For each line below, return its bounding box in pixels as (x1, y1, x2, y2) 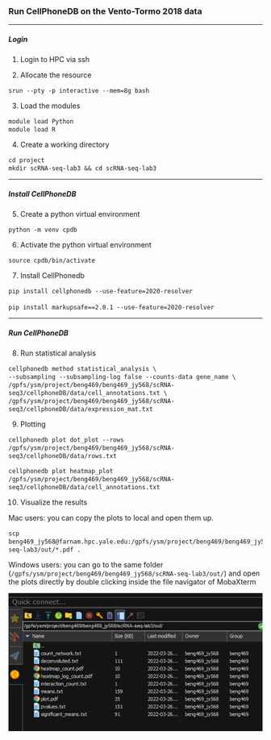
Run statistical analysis (19, 348, 97, 358)
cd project (8, 156, 45, 164)
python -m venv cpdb (8, 226, 78, 235)
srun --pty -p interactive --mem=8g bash (8, 87, 150, 95)
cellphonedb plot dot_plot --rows (8, 436, 125, 444)
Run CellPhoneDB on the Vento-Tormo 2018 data (8, 6, 202, 17)
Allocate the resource (19, 70, 92, 80)
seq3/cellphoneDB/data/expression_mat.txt (8, 405, 153, 414)
